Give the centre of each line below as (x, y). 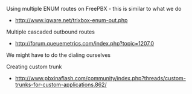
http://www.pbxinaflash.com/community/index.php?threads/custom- (100, 78)
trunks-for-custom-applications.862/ (61, 84)
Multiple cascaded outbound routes (51, 32)
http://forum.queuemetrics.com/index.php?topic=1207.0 (85, 43)
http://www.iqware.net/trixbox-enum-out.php (71, 20)
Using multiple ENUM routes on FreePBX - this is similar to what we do (94, 9)
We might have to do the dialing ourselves (58, 55)
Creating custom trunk (34, 66)
